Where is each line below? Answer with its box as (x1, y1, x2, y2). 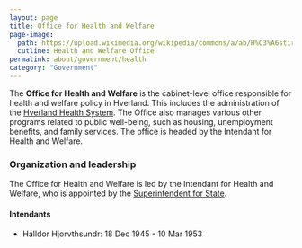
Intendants (9, 208, 51, 219)
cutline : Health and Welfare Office (17, 47, 155, 56)
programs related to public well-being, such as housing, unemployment (9, 116, 274, 127)
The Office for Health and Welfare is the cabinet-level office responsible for (9, 87, 292, 99)
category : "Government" (9, 64, 99, 73)
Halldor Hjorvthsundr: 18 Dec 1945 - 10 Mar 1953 (22, 228, 203, 239)
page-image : (9, 30, 54, 39)
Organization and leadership (9, 158, 137, 171)
